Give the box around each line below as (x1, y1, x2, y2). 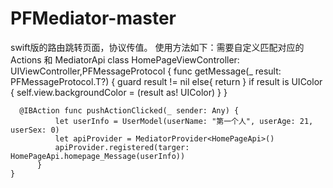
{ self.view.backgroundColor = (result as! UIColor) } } (10, 86, 228, 98)
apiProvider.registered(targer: (54, 142, 190, 152)
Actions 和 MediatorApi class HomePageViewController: (10, 53, 240, 66)
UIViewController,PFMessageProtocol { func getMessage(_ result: (10, 65, 282, 77)
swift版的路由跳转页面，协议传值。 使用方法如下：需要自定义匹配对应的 (10, 41, 305, 53)
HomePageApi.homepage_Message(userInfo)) (10, 151, 186, 161)
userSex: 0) (10, 125, 60, 135)
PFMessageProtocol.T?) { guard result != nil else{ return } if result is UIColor (10, 75, 323, 87)
